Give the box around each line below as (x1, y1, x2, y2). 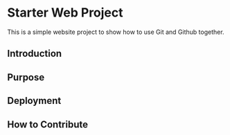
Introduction (7, 48, 62, 60)
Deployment (7, 95, 62, 107)
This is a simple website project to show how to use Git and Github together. (7, 28, 224, 36)
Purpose (7, 71, 45, 83)
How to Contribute (7, 118, 89, 130)
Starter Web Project (7, 5, 123, 21)
